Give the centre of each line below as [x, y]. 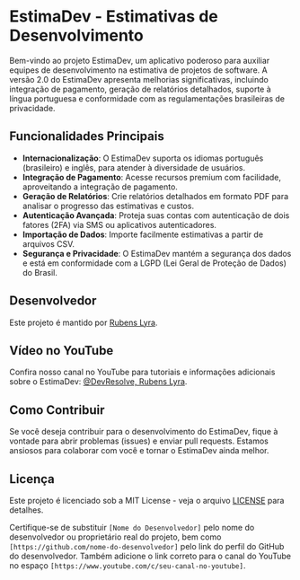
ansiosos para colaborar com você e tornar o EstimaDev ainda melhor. [139, 451]
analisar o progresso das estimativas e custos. [108, 206]
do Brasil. [40, 272]
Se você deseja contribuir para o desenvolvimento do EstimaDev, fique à [144, 432]
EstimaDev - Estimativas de [114, 17]
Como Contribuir [57, 410]
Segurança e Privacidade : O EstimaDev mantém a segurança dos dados [157, 253]
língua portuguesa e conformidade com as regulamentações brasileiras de [147, 98]
